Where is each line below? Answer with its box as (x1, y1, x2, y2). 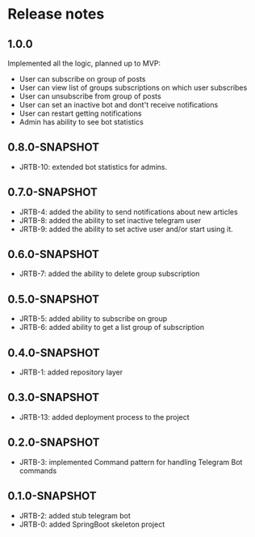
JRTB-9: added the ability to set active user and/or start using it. (19, 224, 233, 234)
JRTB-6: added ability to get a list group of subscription (19, 323, 205, 332)
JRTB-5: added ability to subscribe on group (19, 314, 167, 323)
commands (19, 466, 57, 476)
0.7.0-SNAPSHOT (7, 185, 98, 199)
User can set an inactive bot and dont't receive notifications (19, 100, 219, 109)
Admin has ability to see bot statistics (19, 117, 144, 126)
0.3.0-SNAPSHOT (7, 391, 100, 404)
